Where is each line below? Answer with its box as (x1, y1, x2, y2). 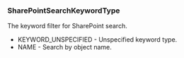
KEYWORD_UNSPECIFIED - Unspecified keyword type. (17, 35, 178, 44)
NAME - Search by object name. (17, 43, 112, 52)
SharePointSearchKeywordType (7, 6, 120, 16)
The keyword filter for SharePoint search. (7, 22, 127, 30)
